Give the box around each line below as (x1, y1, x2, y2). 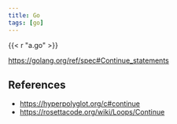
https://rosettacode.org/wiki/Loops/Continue (19, 108, 165, 117)
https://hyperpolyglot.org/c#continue (19, 99, 140, 108)
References (8, 78, 66, 91)
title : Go (8, 11, 41, 20)
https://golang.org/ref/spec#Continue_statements (8, 56, 169, 65)
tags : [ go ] (8, 19, 44, 27)
